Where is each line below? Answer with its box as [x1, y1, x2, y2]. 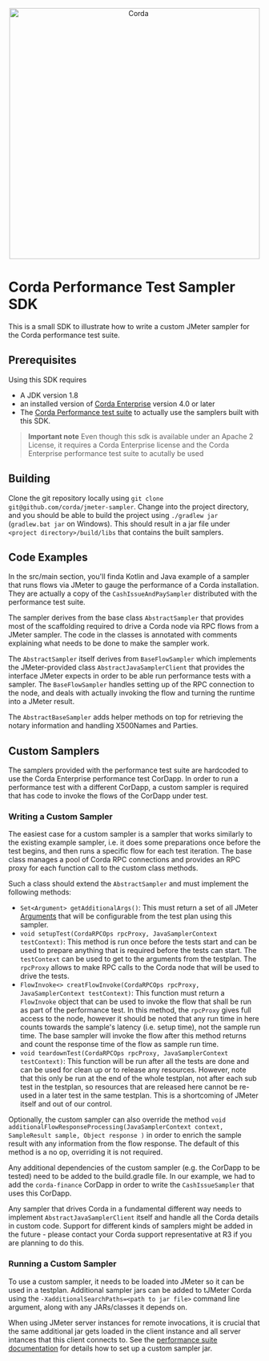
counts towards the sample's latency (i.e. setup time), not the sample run [19, 1022, 261, 1032]
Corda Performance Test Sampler [8, 278, 236, 296]
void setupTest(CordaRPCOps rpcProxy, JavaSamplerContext [19, 930, 218, 939]
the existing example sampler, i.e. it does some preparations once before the [8, 837, 262, 847]
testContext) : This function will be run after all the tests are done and [19, 1057, 250, 1066]
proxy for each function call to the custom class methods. [8, 863, 199, 873]
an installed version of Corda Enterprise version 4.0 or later [19, 398, 215, 409]
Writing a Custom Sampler [8, 811, 114, 822]
